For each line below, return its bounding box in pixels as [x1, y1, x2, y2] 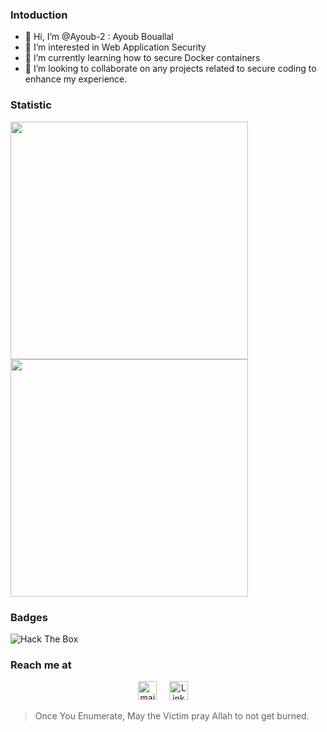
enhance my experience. [24, 73, 128, 85]
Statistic [10, 98, 52, 112]
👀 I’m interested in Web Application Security [24, 41, 207, 53]
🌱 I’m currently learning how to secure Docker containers [24, 52, 261, 64]
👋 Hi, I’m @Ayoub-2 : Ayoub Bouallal [24, 31, 174, 43]
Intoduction [10, 8, 68, 22]
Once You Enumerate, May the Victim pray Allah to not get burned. [34, 710, 310, 722]
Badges [10, 610, 48, 624]
